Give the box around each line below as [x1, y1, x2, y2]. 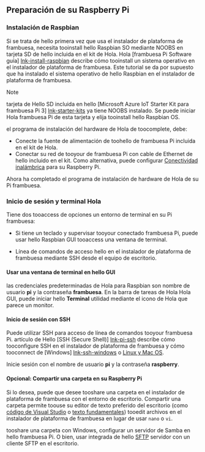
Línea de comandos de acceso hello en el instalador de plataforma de [15, 247, 192, 255]
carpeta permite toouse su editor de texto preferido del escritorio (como [6, 402, 188, 409]
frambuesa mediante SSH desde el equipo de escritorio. [15, 254, 157, 262]
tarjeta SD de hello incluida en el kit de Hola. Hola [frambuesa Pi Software [6, 50, 192, 58]
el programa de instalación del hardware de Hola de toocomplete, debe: [6, 125, 188, 133]
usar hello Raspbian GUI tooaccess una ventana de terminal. [15, 236, 168, 243]
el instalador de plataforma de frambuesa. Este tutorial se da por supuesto [6, 63, 194, 71]
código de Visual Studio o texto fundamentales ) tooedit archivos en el [6, 408, 182, 415]
